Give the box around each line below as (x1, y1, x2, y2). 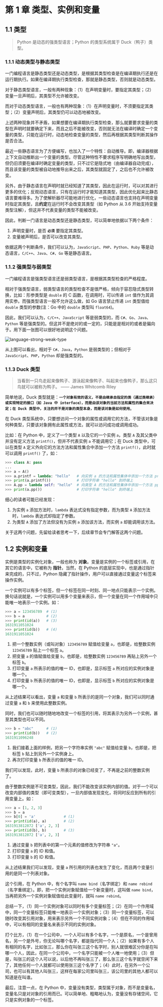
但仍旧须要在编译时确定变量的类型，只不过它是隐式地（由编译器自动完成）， (5, 160, 156, 166)
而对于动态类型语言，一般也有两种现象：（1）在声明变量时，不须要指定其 (5, 103, 149, 109)
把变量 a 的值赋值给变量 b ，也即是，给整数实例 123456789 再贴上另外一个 (12, 653, 157, 659)
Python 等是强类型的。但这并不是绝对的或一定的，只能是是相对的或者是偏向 (5, 320, 155, 326)
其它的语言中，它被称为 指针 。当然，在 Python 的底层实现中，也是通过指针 (5, 565, 155, 571)
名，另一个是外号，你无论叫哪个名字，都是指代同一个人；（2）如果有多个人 (5, 938, 154, 943)
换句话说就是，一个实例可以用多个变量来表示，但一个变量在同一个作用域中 (5, 593, 154, 599)
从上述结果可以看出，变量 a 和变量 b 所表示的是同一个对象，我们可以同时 (5, 694, 150, 700)
